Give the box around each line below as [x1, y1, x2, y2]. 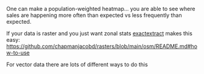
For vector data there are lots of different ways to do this [6, 61, 148, 68]
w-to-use [6, 49, 30, 56]
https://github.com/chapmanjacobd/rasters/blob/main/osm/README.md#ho [6, 42, 198, 50]
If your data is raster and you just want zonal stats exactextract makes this [6, 30, 193, 37]
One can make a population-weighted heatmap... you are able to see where [6, 5, 195, 12]
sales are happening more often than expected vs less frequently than [6, 12, 182, 19]
